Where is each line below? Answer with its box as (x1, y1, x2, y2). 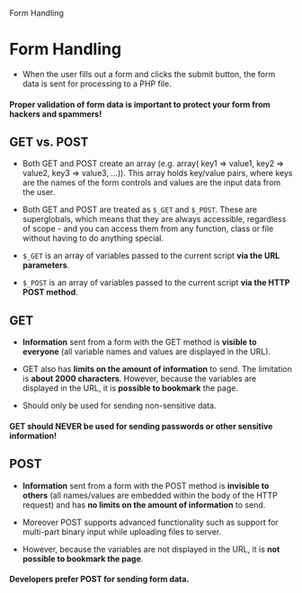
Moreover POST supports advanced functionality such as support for (22, 517, 279, 527)
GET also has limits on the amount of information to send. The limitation (22, 364, 292, 375)
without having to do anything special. (22, 233, 164, 243)
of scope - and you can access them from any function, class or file (22, 224, 274, 235)
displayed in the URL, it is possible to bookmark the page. (22, 383, 238, 394)
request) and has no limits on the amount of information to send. (22, 499, 266, 510)
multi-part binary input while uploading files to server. (22, 526, 222, 537)
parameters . (22, 260, 70, 270)
